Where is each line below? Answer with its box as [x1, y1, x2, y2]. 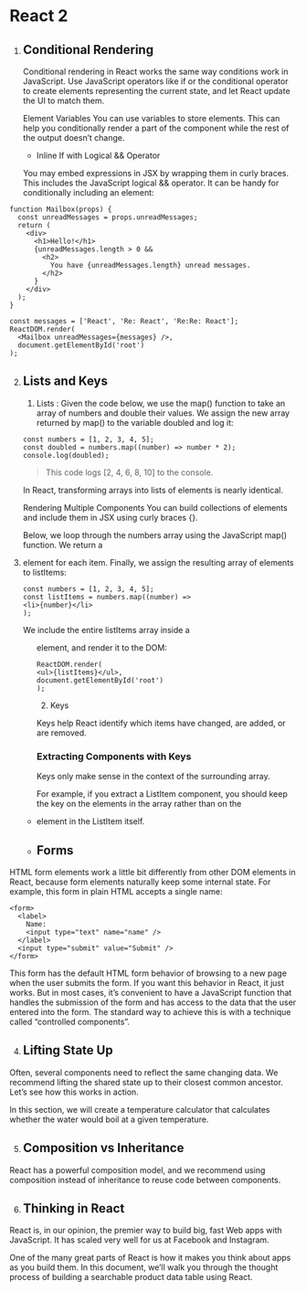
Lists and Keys [22, 374, 108, 389]
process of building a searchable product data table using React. [9, 1272, 253, 1283]
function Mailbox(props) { [9, 205, 112, 214]
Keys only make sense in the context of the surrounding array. [36, 771, 271, 782]
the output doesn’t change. [22, 132, 125, 143]
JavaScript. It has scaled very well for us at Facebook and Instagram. [9, 1234, 269, 1245]
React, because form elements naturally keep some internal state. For [9, 876, 271, 887]
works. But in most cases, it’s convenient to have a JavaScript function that [9, 987, 292, 998]
